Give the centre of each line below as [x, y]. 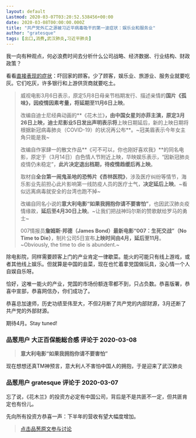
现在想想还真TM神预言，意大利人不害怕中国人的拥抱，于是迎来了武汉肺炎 [94, 366]
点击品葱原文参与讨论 [46, 429]
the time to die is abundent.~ [85, 244]
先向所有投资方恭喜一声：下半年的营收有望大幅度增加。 [72, 416]
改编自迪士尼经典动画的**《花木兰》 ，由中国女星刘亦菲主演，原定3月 [102, 115]
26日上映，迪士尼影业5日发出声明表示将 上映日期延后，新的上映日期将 [104, 123]
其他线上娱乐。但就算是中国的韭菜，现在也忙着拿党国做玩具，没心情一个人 [100, 264]
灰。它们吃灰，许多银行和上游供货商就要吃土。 [62, 83]
